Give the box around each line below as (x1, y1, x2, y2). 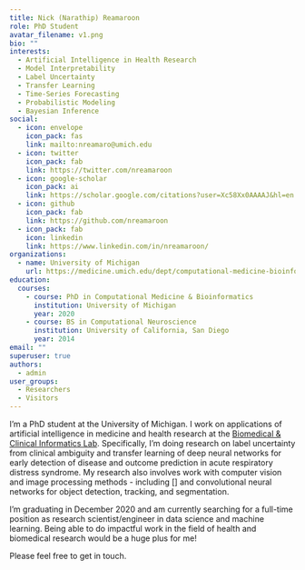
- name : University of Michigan (17, 258, 141, 268)
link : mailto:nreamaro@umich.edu (25, 140, 152, 149)
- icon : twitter (17, 148, 79, 157)
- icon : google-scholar (17, 174, 107, 183)
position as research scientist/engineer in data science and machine (9, 514, 265, 524)
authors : (9, 360, 43, 369)
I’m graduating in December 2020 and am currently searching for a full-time (9, 504, 293, 515)
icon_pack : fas (25, 132, 84, 141)
